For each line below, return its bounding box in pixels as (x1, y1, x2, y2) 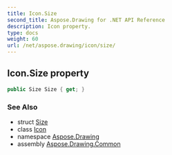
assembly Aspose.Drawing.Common (17, 139, 121, 148)
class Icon (17, 125, 47, 133)
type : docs (7, 29, 39, 37)
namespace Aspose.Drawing (17, 132, 99, 141)
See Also (7, 102, 38, 112)
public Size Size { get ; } (7, 85, 85, 93)
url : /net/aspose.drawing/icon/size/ (7, 42, 116, 49)
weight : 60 (7, 36, 39, 43)
